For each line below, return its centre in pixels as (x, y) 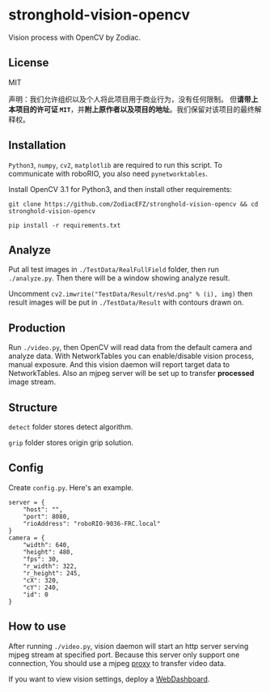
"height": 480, (49, 552)
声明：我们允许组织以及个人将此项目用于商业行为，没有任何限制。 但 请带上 (133, 99)
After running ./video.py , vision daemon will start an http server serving (129, 646)
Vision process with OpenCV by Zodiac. (75, 37)
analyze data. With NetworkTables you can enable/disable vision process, (131, 356)
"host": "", (43, 509)
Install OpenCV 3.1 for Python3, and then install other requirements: (120, 189)
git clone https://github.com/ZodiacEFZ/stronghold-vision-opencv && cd (133, 204)
